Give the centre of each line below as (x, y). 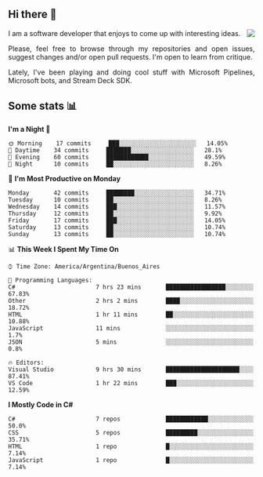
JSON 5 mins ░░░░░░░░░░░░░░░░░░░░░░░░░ (131, 342)
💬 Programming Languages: (50, 280)
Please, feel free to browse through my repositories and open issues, (131, 49)
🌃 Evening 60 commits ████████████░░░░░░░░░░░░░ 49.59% (117, 157)
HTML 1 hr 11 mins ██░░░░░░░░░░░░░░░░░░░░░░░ (131, 315)
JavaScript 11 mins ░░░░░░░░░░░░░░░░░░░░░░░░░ (131, 328)
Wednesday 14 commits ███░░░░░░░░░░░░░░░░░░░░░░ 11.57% (117, 206)
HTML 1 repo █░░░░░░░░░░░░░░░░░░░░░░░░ (131, 446)
